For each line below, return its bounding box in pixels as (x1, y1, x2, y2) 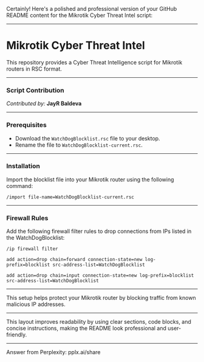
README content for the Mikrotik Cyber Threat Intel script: (6, 12, 153, 19)
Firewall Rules (6, 214, 49, 222)
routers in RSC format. (6, 65, 63, 72)
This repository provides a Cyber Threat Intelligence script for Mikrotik (6, 58, 183, 66)
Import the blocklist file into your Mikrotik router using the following (6, 176, 174, 183)
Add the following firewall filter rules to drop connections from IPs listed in (6, 228, 192, 235)
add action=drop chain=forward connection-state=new (6, 257, 143, 263)
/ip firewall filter (6, 246, 59, 252)
